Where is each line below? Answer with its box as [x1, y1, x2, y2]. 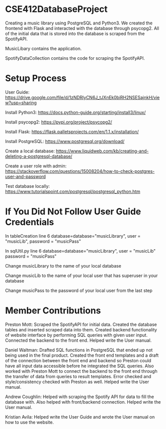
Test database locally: [5, 183, 50, 189]
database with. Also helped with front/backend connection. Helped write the [5, 399, 161, 405]
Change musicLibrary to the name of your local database [5, 263, 121, 269]
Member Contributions [5, 305, 101, 316]
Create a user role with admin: [5, 163, 67, 169]
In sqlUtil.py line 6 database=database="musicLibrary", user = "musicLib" [5, 248, 156, 254]
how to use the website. [5, 419, 54, 425]
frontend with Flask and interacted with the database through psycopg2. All [5, 25, 160, 31]
